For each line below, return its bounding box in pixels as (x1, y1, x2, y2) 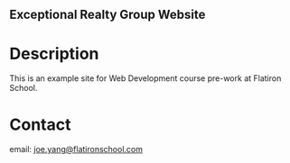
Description (9, 43, 99, 64)
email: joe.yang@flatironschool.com (9, 144, 143, 155)
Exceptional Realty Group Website (9, 7, 206, 23)
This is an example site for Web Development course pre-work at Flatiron (9, 73, 282, 84)
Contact (9, 114, 71, 134)
